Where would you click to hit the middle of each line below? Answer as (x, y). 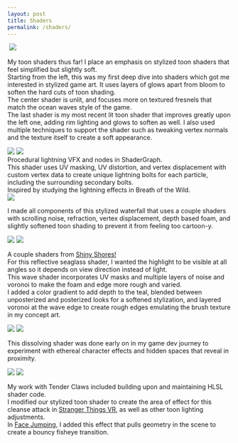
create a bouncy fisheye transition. (58, 432)
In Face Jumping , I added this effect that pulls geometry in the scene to (112, 425)
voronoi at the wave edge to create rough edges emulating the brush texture (119, 307)
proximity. (22, 358)
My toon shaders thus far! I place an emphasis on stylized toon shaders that (118, 62)
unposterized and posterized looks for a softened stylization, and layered (114, 300)
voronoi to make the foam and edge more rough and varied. (95, 284)
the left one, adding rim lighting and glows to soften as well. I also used (111, 122)
